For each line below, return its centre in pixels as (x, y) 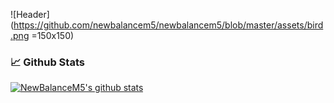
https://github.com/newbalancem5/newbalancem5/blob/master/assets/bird (168, 25)
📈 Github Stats (47, 62)
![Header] (30, 14)
